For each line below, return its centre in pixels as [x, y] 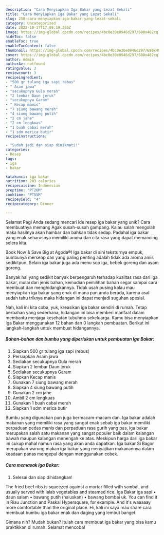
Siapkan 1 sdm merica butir [40, 408]
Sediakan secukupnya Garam [42, 372]
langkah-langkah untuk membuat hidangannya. [53, 328]
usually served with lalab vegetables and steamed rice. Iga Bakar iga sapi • [81, 492]
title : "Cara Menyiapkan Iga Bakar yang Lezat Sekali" [62, 14]
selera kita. [17, 243]
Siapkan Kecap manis [34, 377]
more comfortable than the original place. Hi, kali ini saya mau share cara [79, 508]
